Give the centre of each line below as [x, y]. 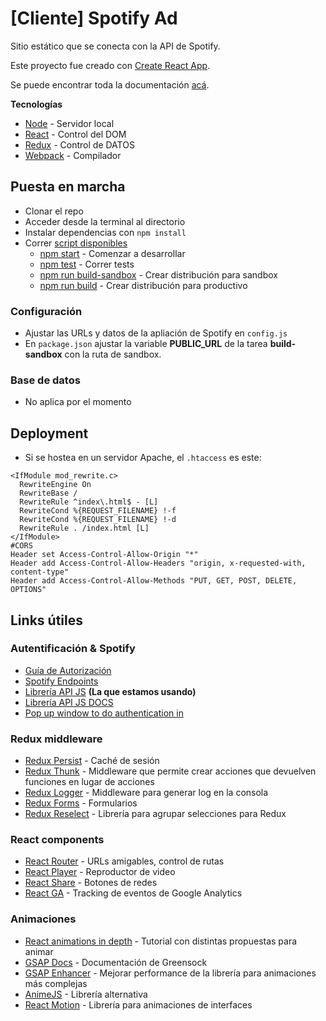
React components [57, 840]
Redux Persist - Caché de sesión [92, 761]
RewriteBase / [48, 493]
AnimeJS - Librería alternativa [86, 994]
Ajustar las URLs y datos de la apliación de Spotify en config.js [156, 333]
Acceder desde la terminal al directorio [105, 221]
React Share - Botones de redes [91, 883]
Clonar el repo [54, 211]
